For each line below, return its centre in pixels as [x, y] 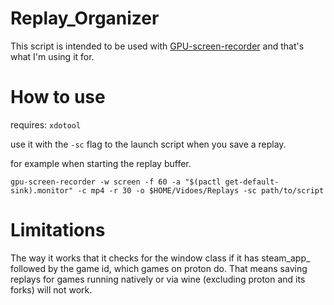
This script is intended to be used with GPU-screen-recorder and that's [157, 46]
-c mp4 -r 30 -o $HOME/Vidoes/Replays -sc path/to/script [201, 190]
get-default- [252, 182]
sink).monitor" [42, 190]
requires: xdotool [46, 124]
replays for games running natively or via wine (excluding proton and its [158, 279]
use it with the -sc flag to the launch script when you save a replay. [148, 144]
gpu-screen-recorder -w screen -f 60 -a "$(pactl [116, 182]
